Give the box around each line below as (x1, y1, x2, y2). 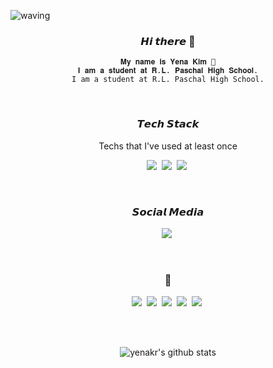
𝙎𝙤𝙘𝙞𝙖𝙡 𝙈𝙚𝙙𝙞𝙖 (131, 205, 205, 219)
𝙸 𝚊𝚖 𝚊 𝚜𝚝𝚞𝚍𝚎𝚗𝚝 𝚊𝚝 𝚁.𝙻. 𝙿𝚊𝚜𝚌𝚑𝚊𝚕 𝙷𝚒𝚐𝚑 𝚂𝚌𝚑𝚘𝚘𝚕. (71, 75, 265, 85)
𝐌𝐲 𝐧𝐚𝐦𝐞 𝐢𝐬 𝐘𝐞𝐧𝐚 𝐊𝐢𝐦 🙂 (119, 57, 217, 67)
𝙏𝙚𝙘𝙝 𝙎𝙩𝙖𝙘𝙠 (136, 117, 200, 131)
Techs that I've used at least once (98, 140, 238, 152)
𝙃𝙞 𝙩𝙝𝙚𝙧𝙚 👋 (140, 34, 196, 48)
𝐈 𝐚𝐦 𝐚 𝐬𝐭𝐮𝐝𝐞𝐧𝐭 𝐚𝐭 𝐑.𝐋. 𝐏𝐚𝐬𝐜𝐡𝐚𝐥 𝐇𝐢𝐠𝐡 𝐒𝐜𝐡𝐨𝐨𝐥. (77, 66, 259, 76)
